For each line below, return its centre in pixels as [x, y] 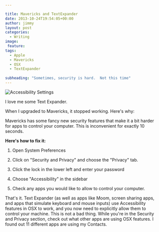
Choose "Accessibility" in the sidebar [50, 179]
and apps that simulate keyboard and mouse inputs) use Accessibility [76, 203]
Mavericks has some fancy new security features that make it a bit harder [79, 121]
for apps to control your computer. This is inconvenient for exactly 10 [75, 126]
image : [12, 42]
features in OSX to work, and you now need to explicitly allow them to [76, 208]
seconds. [15, 131]
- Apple [17, 55]
